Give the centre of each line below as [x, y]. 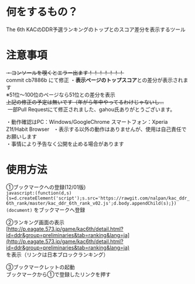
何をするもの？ [42, 12]
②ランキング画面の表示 [35, 222]
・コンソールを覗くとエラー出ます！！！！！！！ [65, 72]
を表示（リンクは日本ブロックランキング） [57, 254]
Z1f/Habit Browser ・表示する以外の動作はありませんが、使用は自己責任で [96, 129]
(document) [19, 210]
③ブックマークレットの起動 [40, 267]
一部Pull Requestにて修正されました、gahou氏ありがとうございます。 [91, 109]
